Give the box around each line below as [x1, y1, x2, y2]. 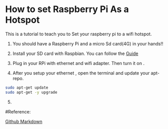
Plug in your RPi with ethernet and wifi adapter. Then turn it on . [12, 60, 145, 66]
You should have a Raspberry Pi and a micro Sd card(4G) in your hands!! [12, 40, 163, 46]
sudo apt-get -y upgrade [5, 90, 58, 95]
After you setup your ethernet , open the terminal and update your [12, 70, 150, 76]
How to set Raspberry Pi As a [5, 4, 129, 15]
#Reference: [5, 108, 31, 114]
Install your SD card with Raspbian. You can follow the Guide [12, 50, 139, 56]
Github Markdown [5, 118, 43, 124]
